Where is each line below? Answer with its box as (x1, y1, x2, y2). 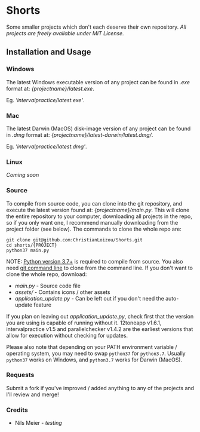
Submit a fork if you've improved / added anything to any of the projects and (6, 384, 195, 391)
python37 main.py (6, 247, 50, 253)
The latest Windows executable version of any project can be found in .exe (6, 78, 190, 85)
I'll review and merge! (6, 391, 60, 398)
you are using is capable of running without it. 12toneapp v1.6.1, (6, 319, 162, 326)
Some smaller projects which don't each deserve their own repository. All (6, 23, 187, 30)
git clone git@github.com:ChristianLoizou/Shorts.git (6, 237, 143, 243)
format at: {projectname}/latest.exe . (6, 85, 94, 92)
